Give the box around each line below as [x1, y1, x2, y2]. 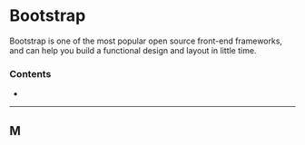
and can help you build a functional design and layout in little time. [9, 44, 257, 55]
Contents [9, 67, 52, 80]
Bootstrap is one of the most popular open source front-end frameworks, [9, 35, 283, 46]
